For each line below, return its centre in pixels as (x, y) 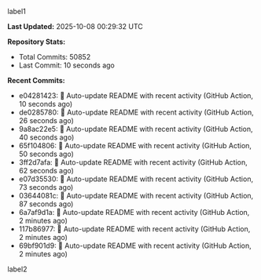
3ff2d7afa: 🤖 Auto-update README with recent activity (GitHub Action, (133, 162)
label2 (17, 269)
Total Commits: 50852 (55, 57)
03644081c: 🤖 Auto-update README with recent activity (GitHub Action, (136, 196)
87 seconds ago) (46, 204)
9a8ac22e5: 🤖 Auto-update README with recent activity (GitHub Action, (136, 129)
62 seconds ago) (46, 171)
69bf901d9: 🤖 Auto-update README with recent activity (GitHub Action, (135, 245)
